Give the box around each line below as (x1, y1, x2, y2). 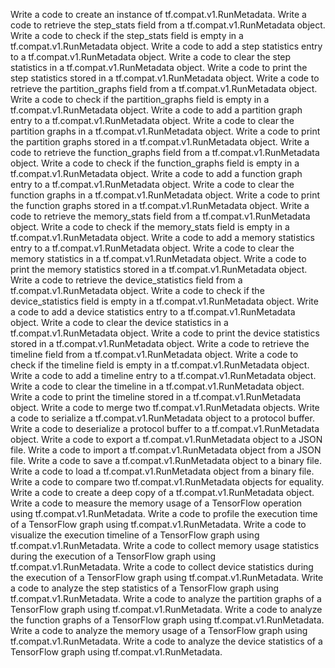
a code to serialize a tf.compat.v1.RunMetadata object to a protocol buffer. (10, 412, 315, 424)
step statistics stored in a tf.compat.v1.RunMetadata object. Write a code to (10, 72, 320, 84)
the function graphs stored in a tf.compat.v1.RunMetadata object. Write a (10, 200, 310, 211)
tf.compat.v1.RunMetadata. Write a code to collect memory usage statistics (10, 540, 320, 551)
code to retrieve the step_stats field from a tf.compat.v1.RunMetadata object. (10, 19, 326, 31)
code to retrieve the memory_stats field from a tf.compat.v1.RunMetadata (10, 210, 311, 222)
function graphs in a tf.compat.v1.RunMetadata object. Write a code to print (10, 189, 321, 201)
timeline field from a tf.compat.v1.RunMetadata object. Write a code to (10, 349, 299, 360)
